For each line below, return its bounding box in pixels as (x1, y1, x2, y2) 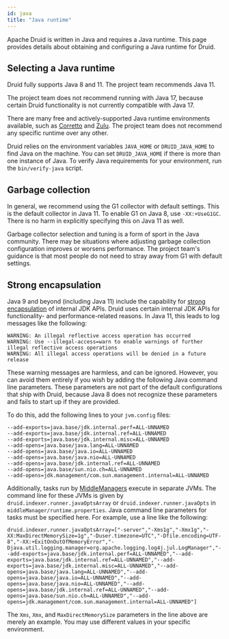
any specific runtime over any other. (7, 129, 109, 137)
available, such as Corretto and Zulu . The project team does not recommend (7, 121, 222, 130)
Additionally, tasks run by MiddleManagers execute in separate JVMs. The (7, 484, 217, 492)
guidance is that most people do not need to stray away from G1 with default (7, 252, 222, 261)
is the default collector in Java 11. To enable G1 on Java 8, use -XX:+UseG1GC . (7, 210, 221, 218)
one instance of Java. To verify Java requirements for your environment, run (7, 157, 222, 165)
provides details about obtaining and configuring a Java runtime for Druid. (7, 43, 215, 51)
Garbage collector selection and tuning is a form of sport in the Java (7, 230, 200, 239)
